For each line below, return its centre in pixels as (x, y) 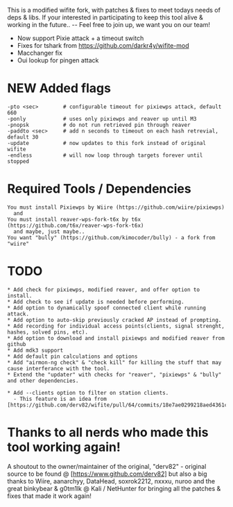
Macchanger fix (40, 53)
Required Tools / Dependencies (100, 189)
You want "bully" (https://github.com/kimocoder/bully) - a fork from (111, 238)
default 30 (23, 137)
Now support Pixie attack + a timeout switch (80, 38)
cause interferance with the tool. (59, 368)
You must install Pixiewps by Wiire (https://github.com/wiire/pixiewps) (116, 207)
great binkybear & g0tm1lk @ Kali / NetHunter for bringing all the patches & (114, 488)
